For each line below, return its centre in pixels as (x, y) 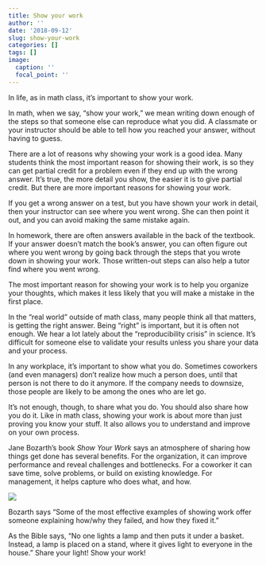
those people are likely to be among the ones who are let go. (107, 392)
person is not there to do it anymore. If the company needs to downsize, (126, 383)
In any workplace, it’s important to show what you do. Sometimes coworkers (133, 366)
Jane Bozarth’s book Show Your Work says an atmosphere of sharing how (129, 447)
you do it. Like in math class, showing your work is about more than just (125, 415)
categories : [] (33, 45)
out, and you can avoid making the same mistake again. (99, 220)
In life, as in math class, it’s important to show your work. (101, 97)
